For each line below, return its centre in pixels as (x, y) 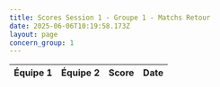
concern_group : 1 (42, 43)
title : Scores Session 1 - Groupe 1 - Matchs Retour (110, 17)
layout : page (34, 34)
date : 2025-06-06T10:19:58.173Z (70, 26)
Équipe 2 (81, 73)
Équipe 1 (33, 73)
